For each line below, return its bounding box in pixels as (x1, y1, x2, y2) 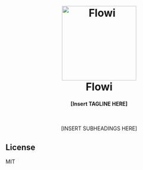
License (5, 142, 36, 152)
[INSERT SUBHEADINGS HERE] (61, 125, 138, 132)
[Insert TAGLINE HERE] (70, 100, 128, 107)
